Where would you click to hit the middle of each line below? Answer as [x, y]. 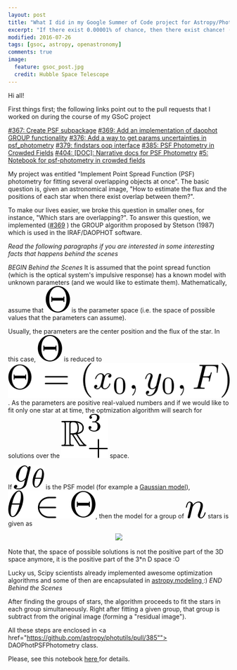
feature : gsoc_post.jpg [49, 67]
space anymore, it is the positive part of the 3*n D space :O [94, 559]
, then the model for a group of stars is [162, 516]
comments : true [30, 52]
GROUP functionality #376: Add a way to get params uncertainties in [107, 138]
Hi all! [16, 95]
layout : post [27, 15]
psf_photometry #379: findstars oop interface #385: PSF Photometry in [111, 145]
